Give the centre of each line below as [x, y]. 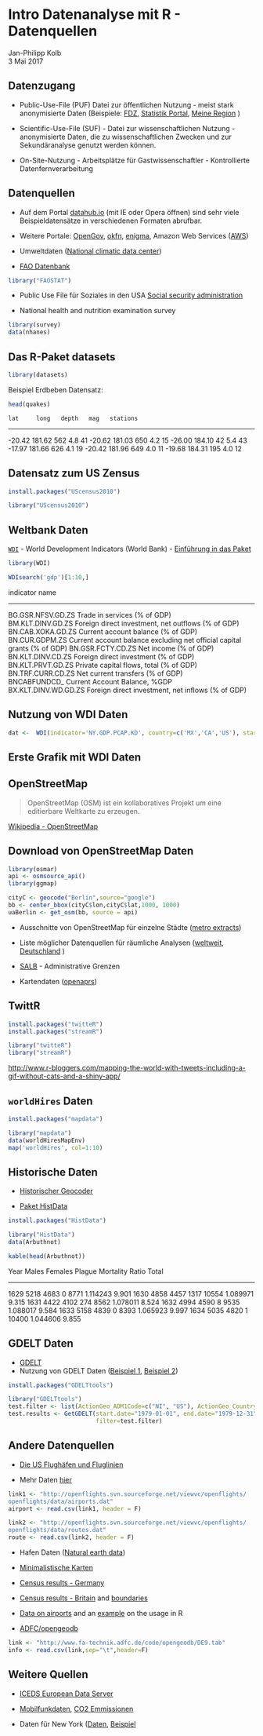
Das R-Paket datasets [62, 357]
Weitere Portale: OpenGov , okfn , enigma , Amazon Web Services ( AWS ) [134, 235]
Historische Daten [53, 1172]
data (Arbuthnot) [34, 1242]
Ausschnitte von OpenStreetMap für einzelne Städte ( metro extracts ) [130, 927]
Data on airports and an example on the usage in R [101, 1614]
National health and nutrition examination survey [97, 311]
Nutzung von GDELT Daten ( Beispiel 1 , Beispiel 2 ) [99, 1370]
